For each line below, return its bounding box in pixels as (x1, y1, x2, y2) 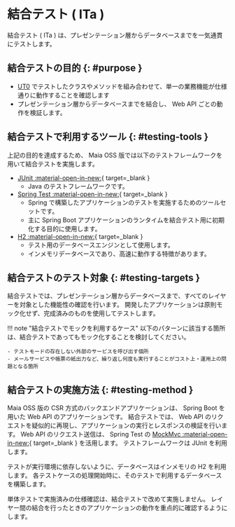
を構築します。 (7, 480, 50, 488)
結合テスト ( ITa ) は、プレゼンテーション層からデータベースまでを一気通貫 (7, 31, 223, 39)
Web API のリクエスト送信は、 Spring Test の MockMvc (20, 430, 181, 439)
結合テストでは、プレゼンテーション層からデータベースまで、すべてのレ (7, 292, 215, 300)
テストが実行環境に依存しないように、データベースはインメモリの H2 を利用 (7, 463, 227, 471)
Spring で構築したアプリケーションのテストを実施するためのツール (27, 198, 220, 207)
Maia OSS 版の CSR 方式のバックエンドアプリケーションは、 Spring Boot (7, 404, 218, 412)
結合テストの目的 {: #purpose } (7, 62, 143, 74)
